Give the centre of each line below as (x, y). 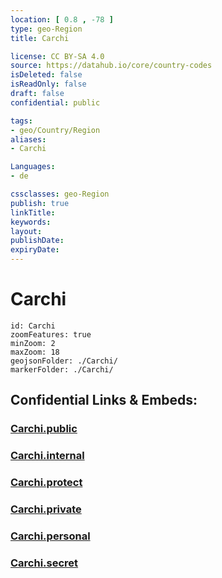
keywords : (31, 222)
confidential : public (55, 102)
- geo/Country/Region (55, 130)
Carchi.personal (50, 536)
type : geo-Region (46, 29)
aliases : (28, 139)
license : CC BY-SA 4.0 (57, 56)
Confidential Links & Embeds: (104, 400)
